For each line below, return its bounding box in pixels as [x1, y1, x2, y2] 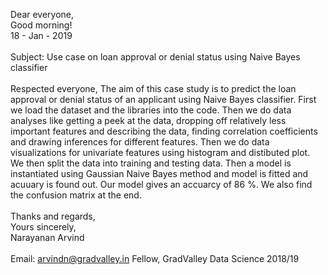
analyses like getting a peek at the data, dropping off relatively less [10, 115, 287, 126]
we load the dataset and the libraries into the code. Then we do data [10, 104, 292, 116]
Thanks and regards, [10, 210, 96, 222]
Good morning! [10, 19, 73, 31]
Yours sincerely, [10, 221, 77, 233]
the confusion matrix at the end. [10, 189, 142, 201]
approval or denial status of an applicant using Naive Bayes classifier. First [10, 94, 317, 105]
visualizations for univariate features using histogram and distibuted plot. [10, 147, 311, 158]
